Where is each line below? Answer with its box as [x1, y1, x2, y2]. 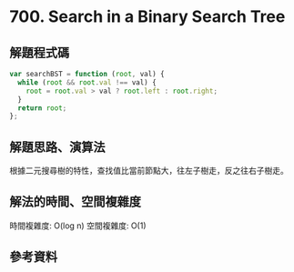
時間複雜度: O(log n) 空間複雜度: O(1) [9, 220, 147, 231]
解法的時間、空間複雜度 [9, 194, 141, 210]
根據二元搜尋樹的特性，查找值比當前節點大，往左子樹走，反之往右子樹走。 [9, 166, 289, 176]
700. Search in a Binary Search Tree [9, 6, 286, 27]
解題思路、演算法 [9, 139, 106, 155]
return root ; [17, 103, 67, 113]
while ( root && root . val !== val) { [17, 77, 157, 87]
